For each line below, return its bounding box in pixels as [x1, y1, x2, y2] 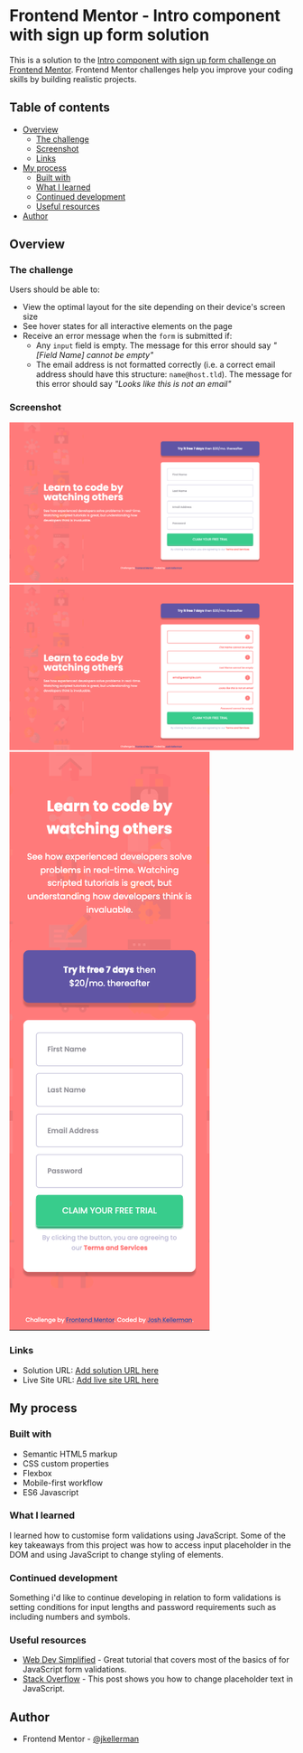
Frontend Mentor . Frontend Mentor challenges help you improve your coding [9, 64, 294, 75]
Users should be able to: [9, 284, 101, 295]
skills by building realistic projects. [9, 73, 137, 84]
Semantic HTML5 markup [22, 1448, 118, 1459]
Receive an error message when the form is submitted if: [22, 331, 233, 342]
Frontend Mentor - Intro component [9, 5, 281, 26]
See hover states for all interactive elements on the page [22, 321, 233, 332]
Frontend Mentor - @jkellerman [22, 1733, 140, 1745]
